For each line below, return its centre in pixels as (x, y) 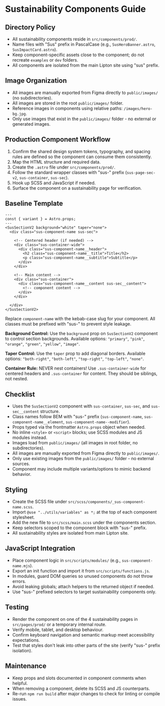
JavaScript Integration (40, 549)
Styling (16, 489)
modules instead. (30, 437)
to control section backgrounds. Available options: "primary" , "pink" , (75, 339)
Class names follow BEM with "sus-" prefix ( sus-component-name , (78, 417)
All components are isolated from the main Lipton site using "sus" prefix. (86, 65)
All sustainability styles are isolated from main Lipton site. (70, 533)
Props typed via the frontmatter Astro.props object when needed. (79, 427)
